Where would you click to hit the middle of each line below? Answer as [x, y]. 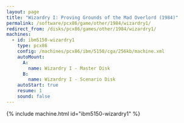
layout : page [23, 12]
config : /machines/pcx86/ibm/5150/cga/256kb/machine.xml [91, 52]
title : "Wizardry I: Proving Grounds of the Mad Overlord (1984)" [92, 18]
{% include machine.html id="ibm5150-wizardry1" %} [73, 113]
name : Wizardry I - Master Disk [69, 68]
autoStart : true [38, 85]
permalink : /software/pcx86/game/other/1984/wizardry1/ [79, 23]
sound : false [34, 96]
